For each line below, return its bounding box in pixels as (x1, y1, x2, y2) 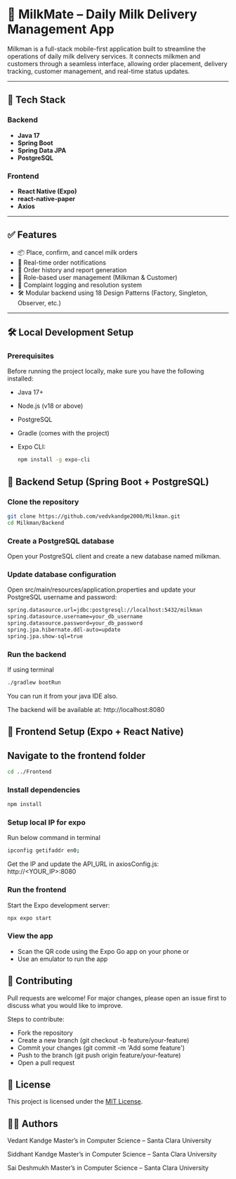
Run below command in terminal (7, 834, 100, 842)
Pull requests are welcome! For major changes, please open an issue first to (7, 993, 227, 1002)
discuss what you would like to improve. (7, 1001, 123, 1009)
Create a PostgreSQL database (7, 536, 114, 546)
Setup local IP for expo (7, 817, 86, 827)
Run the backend (7, 649, 67, 659)
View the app (7, 931, 53, 941)
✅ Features (7, 229, 58, 241)
